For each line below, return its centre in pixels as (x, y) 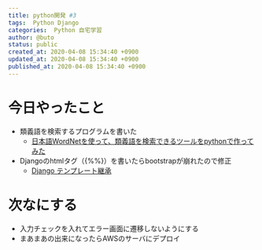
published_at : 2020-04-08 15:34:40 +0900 (77, 67)
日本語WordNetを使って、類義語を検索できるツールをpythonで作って (142, 141)
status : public (33, 45)
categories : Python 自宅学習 (55, 30)
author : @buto (31, 37)
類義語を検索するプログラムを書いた (78, 131)
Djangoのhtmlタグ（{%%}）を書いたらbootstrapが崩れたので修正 (125, 160)
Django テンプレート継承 (71, 171)
